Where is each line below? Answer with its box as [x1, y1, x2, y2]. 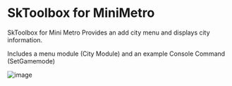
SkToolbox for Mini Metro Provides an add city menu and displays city [7, 28, 210, 37]
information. [7, 35, 43, 44]
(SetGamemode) [7, 56, 55, 65]
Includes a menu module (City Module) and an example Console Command [7, 49, 226, 58]
